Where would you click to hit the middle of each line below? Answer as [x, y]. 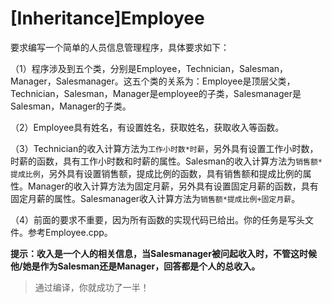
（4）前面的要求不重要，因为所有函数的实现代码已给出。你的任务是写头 [158, 219]
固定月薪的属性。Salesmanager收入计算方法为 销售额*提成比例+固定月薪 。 [155, 198]
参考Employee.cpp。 [70, 232]
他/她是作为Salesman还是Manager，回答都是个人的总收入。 [135, 266]
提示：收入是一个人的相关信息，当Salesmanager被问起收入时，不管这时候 [163, 253]
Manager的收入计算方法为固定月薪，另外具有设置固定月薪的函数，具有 [173, 186]
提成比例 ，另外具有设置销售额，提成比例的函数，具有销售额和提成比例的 [156, 173]
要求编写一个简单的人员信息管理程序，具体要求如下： [120, 47]
